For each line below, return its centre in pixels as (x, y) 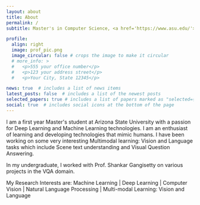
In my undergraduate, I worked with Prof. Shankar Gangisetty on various (95, 165)
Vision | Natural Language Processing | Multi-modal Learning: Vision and (95, 189)
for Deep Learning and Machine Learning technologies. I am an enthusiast (97, 128)
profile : (17, 39)
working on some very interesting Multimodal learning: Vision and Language (100, 141)
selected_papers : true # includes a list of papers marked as (85, 100)
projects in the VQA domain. (40, 171)
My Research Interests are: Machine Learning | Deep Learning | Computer (97, 182)
